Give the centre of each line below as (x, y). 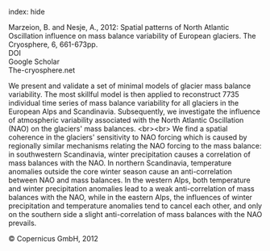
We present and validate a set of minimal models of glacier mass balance (130, 86)
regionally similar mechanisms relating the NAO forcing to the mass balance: (135, 146)
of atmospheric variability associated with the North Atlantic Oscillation (126, 120)
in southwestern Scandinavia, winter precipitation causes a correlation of (130, 154)
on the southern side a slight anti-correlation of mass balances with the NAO (135, 214)
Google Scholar (34, 61)
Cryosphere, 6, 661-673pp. (53, 44)
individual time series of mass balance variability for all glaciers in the (124, 103)
